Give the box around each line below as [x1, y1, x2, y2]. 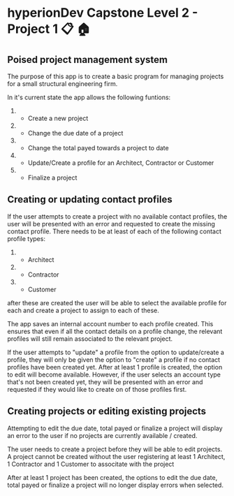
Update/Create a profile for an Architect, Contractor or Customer [27, 159, 214, 167]
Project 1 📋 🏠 [7, 21, 91, 37]
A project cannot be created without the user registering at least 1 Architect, [7, 452, 226, 460]
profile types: [7, 234, 45, 242]
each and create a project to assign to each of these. [7, 306, 159, 314]
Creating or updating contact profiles [7, 194, 173, 205]
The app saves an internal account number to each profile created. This [7, 319, 214, 328]
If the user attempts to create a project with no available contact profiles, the [7, 212, 228, 221]
